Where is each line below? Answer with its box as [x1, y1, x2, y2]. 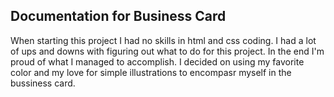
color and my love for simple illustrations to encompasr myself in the [10, 66, 292, 78]
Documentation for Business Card [10, 8, 227, 25]
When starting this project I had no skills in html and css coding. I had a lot [10, 34, 317, 46]
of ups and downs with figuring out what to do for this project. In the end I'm [10, 45, 325, 57]
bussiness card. [10, 77, 76, 89]
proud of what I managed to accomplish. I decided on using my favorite [10, 55, 305, 68]
